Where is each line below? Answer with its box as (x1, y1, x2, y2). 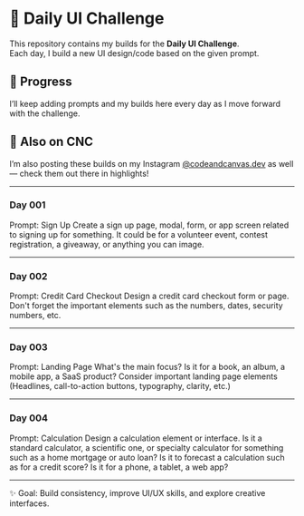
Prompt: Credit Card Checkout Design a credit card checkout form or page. (9, 290, 290, 302)
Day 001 (9, 199, 46, 211)
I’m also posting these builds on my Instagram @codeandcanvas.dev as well (9, 158, 294, 169)
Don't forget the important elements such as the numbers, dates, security (9, 300, 283, 311)
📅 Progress (9, 74, 72, 90)
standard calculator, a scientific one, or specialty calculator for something (9, 442, 284, 453)
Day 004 (9, 412, 48, 424)
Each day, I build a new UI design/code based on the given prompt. (9, 47, 260, 58)
